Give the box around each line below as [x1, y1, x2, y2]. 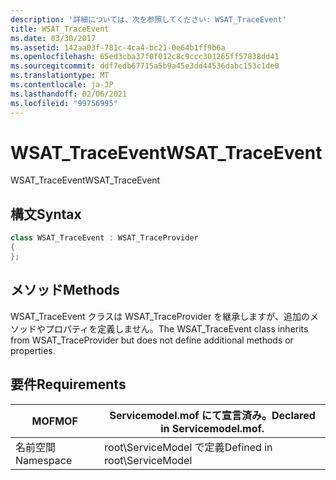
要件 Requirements [10, 376, 127, 393]
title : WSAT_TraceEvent [10, 24, 110, 34]
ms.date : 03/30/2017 [10, 33, 97, 43]
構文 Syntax [10, 206, 82, 223]
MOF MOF [31, 414, 78, 428]
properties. [10, 344, 56, 356]
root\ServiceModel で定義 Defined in [104, 440, 273, 454]
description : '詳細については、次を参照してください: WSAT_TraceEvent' [10, 14, 287, 25]
